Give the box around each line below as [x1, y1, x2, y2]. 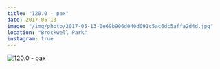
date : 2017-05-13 [7, 16, 57, 23]
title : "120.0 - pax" [7, 10, 69, 17]
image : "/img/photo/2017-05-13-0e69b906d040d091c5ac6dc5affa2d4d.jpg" [7, 23, 214, 29]
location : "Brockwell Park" [7, 29, 88, 36]
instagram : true [7, 36, 54, 42]
